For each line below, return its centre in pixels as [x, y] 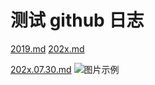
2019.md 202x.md [47, 48]
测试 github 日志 [77, 20]
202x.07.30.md [41, 69]
